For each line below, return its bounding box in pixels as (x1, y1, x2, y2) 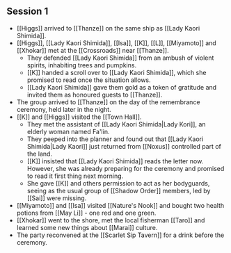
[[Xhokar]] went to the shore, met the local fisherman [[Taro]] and (16, 215, 205, 225)
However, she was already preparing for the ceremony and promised (26, 164, 225, 172)
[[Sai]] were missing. (26, 194, 87, 202)
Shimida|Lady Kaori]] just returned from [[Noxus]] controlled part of (26, 142, 222, 150)
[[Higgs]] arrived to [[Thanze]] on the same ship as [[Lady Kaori (16, 24, 200, 32)
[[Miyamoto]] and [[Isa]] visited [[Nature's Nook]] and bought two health (16, 201, 225, 209)
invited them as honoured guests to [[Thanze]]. (26, 90, 163, 99)
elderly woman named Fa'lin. (26, 127, 110, 136)
